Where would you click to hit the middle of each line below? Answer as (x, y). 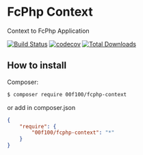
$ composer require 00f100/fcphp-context (67, 94)
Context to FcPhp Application (49, 31)
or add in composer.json (41, 107)
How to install (37, 66)
